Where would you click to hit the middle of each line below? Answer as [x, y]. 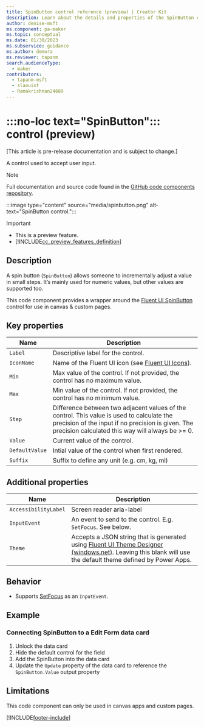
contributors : [24, 74]
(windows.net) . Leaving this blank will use [131, 552]
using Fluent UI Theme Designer [117, 545]
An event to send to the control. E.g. [122, 520]
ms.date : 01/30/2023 [32, 40]
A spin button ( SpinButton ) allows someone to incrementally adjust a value [99, 275]
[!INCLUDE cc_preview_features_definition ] [68, 241]
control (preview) [51, 134]
